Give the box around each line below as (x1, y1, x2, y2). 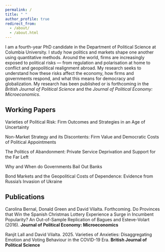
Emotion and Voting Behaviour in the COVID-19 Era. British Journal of (5, 237, 147, 243)
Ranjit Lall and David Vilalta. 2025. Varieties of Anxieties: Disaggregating (5, 231, 152, 237)
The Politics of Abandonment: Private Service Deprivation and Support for (5, 148, 156, 154)
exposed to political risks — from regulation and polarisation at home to (5, 60, 151, 65)
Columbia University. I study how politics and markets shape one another (5, 49, 154, 55)
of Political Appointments (5, 139, 56, 145)
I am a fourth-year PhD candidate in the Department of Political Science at (5, 44, 157, 50)
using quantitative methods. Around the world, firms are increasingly (5, 55, 145, 60)
